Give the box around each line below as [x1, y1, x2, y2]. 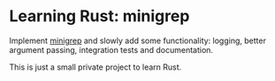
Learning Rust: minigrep [9, 6, 190, 26]
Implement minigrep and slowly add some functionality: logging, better [9, 35, 267, 46]
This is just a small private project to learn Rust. [9, 62, 182, 72]
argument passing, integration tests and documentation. [9, 44, 214, 55]
